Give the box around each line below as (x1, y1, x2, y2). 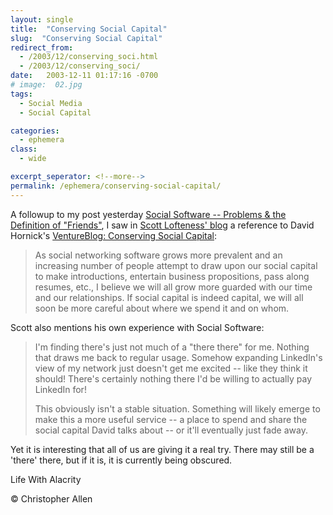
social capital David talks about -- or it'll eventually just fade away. (34, 424, 308, 436)
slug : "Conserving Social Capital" (10, 33, 163, 43)
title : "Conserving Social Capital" (10, 24, 168, 34)
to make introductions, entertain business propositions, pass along (34, 270, 310, 282)
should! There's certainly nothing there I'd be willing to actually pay (34, 372, 313, 385)
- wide (19, 154, 47, 164)
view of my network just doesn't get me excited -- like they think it (34, 362, 308, 374)
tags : (10, 89, 33, 99)
